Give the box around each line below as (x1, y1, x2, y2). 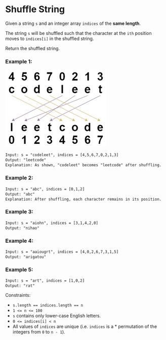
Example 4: (5, 237, 34, 244)
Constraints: (5, 292, 31, 298)
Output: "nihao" (5, 225, 39, 231)
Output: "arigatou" (5, 254, 47, 259)
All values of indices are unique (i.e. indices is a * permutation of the (12, 323, 157, 330)
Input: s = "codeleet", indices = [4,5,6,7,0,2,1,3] (5, 153, 119, 158)
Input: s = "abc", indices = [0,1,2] (5, 186, 85, 192)
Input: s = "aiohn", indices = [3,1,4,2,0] (5, 220, 99, 225)
